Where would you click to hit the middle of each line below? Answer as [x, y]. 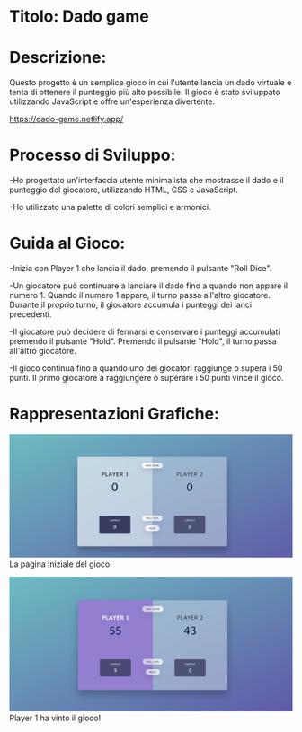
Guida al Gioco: [67, 243]
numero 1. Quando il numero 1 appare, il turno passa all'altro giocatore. [140, 295]
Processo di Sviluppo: [93, 155]
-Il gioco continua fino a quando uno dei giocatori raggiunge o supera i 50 [146, 368]
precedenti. [31, 314]
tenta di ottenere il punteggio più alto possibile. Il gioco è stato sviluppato [145, 93]
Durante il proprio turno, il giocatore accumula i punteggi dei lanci [131, 304]
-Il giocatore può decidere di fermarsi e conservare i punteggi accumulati [145, 331]
